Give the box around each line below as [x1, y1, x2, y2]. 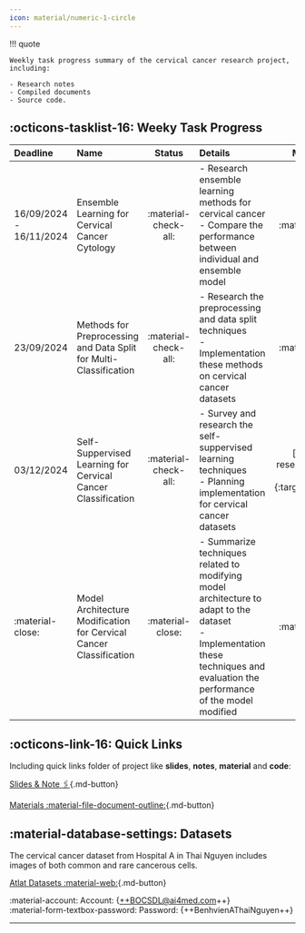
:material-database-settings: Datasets [9, 826, 232, 841]
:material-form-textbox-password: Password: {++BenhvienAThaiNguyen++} [9, 905, 293, 916]
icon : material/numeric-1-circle [9, 13, 136, 23]
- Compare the [199, 219, 263, 231]
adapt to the [199, 604, 251, 616]
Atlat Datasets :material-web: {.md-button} [9, 878, 167, 889]
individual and [199, 253, 259, 266]
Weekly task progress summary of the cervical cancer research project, [9, 55, 290, 64]
